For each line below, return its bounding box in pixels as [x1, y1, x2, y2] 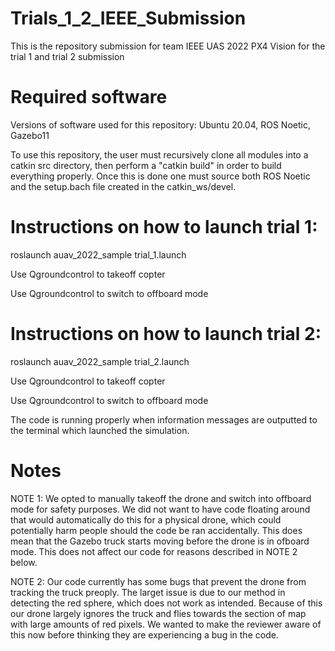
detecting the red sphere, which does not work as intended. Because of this [10, 597, 323, 609]
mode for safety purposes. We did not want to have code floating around [10, 503, 311, 515]
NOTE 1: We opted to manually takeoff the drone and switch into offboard [10, 492, 312, 504]
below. [10, 556, 38, 568]
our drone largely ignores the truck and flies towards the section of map [10, 607, 307, 619]
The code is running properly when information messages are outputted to [10, 413, 318, 426]
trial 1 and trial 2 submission [10, 50, 125, 62]
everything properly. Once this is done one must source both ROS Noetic [10, 170, 311, 182]
